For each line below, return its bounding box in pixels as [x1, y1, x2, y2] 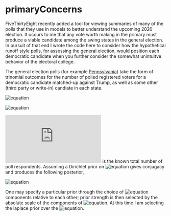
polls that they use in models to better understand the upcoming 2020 [5, 26, 153, 32]
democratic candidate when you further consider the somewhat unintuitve [5, 53, 162, 59]
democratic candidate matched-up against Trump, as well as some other [5, 79, 158, 85]
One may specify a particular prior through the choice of [5, 188, 124, 195]
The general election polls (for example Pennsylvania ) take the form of [5, 68, 154, 75]
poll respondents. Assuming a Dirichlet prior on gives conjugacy [5, 163, 165, 169]
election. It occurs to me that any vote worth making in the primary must [5, 31, 157, 37]
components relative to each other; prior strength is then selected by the [5, 194, 158, 200]
